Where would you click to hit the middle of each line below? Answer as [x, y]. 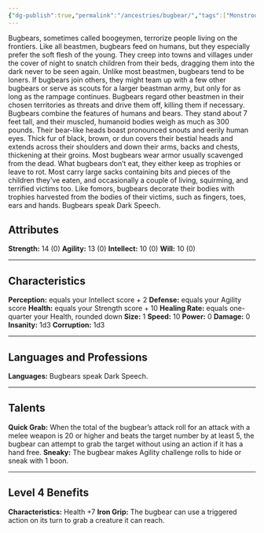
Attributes [33, 230]
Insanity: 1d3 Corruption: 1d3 [57, 325]
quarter [20, 316]
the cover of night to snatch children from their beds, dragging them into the [132, 63]
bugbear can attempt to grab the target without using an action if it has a [126, 444]
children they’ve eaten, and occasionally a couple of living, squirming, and [128, 180]
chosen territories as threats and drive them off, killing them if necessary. [126, 105]
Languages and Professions [78, 357]
